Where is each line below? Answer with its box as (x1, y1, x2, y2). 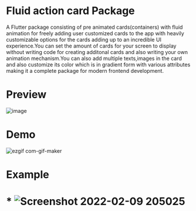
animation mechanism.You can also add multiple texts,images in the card (6, 55, 182, 62)
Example (6, 168, 49, 181)
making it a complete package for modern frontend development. (6, 67, 164, 74)
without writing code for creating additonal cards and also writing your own (6, 48, 188, 55)
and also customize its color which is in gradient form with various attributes (6, 61, 191, 68)
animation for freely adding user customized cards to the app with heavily (6, 29, 185, 36)
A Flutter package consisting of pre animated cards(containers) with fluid (6, 24, 183, 31)
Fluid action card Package (6, 4, 135, 18)
